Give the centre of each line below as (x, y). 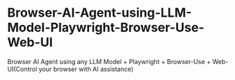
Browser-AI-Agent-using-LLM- (100, 13)
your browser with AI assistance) (86, 69)
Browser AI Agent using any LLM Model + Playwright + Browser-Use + (109, 61)
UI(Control (22, 69)
